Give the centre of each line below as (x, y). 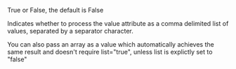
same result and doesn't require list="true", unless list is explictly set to (110, 52)
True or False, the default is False (55, 10)
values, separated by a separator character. (70, 31)
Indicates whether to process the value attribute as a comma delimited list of (118, 23)
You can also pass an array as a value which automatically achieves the (111, 44)
